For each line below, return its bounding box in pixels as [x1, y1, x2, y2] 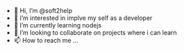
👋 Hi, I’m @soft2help [13, 7, 73, 14]
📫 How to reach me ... [13, 37, 78, 44]
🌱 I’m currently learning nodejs [13, 21, 102, 29]
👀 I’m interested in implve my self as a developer [13, 14, 153, 22]
